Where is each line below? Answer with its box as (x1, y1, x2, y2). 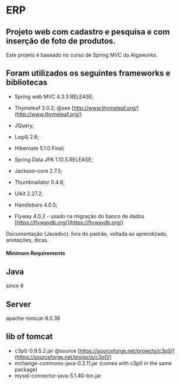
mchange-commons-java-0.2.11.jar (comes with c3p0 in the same (14, 359, 172, 366)
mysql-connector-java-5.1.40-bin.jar (14, 372, 102, 379)
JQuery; (14, 122, 34, 129)
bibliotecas (6, 77, 48, 88)
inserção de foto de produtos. (6, 36, 116, 46)
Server (6, 299, 31, 309)
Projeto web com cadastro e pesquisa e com (6, 27, 170, 37)
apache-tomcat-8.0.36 (6, 315, 61, 322)
